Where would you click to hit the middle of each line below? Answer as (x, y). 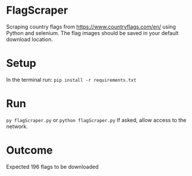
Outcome (29, 150)
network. (17, 126)
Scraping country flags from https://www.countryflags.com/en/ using (91, 27)
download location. (30, 39)
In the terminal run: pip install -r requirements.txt (71, 79)
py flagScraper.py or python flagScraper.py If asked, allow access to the (96, 120)
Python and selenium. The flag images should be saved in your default (92, 33)
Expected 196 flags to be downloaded (53, 167)
